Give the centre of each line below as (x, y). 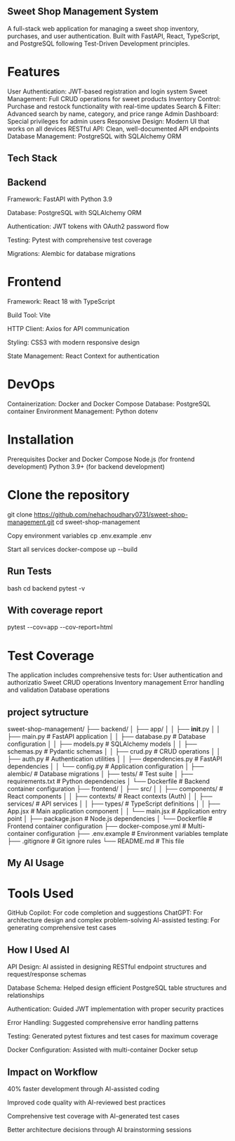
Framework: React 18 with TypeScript (61, 301)
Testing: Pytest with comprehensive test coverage (80, 240)
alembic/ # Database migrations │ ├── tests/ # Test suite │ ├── (100, 774)
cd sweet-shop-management (98, 522)
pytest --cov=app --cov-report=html (60, 627)
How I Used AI (39, 949)
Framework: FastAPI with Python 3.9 (60, 199)
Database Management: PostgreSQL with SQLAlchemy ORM (94, 136)
